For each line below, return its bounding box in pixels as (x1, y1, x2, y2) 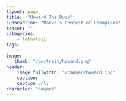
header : (6, 64, 26, 70)
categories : (6, 31, 36, 37)
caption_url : (17, 81, 49, 87)
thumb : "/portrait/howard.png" (14, 58, 92, 64)
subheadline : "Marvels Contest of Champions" (6, 20, 121, 26)
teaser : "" (6, 25, 33, 31)
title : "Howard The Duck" (6, 14, 73, 20)
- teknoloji (17, 36, 46, 42)
